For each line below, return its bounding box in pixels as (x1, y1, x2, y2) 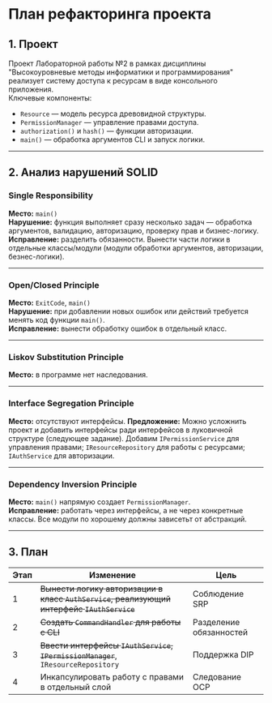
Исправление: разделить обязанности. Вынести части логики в (8, 234, 231, 244)
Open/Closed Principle (8, 279, 100, 290)
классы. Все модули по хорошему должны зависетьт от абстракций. (8, 514, 247, 524)
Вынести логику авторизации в (40, 583, 164, 594)
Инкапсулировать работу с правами (40, 671, 185, 682)
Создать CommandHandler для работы (40, 616, 181, 628)
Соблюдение (193, 588, 244, 599)
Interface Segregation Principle (8, 398, 134, 409)
